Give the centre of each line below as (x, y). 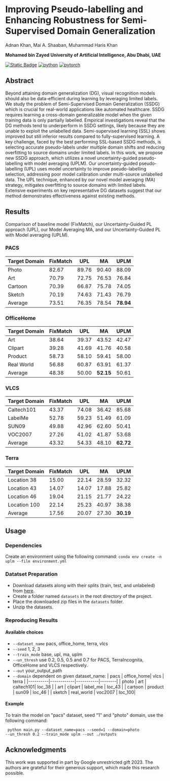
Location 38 (22, 480)
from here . (24, 591)
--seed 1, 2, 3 (26, 649)
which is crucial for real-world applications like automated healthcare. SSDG (85, 109)
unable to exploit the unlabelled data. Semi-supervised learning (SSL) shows (85, 131)
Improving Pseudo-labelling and (74, 9)
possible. (15, 773)
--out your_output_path (37, 671)
